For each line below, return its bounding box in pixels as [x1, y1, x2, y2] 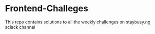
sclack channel [5, 24, 36, 30]
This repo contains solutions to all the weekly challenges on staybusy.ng [5, 19, 151, 25]
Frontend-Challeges [5, 3, 89, 14]
